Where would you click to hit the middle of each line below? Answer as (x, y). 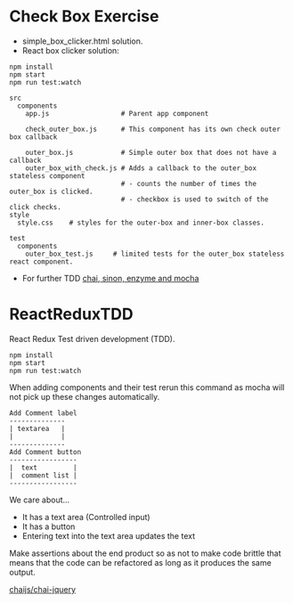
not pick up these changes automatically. (85, 396)
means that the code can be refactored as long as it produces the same (140, 562)
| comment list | (43, 475)
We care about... (40, 500)
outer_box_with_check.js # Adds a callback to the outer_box (141, 168)
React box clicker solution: (71, 50)
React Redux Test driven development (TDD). (92, 338)
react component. (41, 261)
